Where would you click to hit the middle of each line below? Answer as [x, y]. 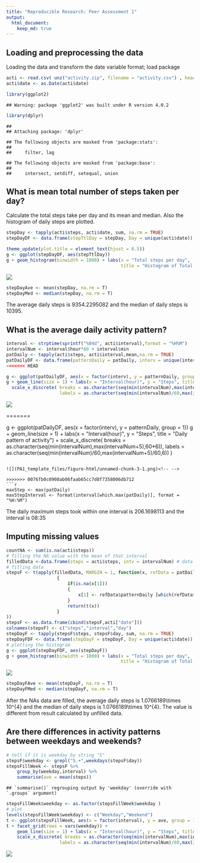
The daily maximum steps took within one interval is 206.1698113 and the [95, 512]
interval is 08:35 [26, 518]
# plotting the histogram [38, 645]
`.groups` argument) [32, 793]
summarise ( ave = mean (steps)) [54, 778]
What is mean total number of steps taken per [93, 192]
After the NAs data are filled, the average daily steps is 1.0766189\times [93, 700]
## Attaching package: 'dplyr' [45, 131]
